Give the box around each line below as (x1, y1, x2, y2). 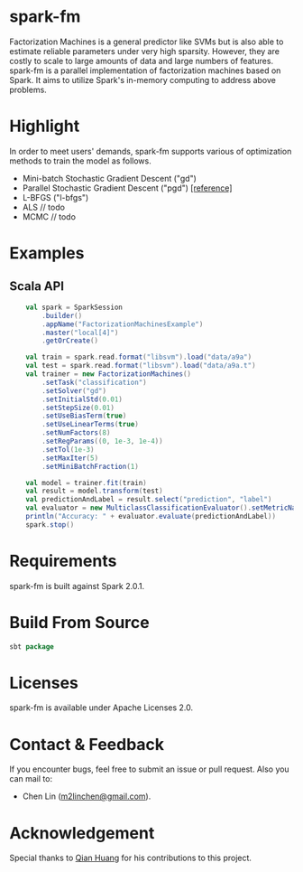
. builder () (41, 311, 83, 320)
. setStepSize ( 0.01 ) (41, 403, 115, 412)
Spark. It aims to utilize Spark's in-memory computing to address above (9, 74, 277, 85)
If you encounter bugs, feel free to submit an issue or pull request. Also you (9, 764, 290, 774)
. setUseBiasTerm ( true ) (41, 411, 127, 421)
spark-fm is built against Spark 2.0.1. (9, 580, 145, 591)
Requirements (9, 550, 117, 571)
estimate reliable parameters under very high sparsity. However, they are (9, 45, 280, 56)
